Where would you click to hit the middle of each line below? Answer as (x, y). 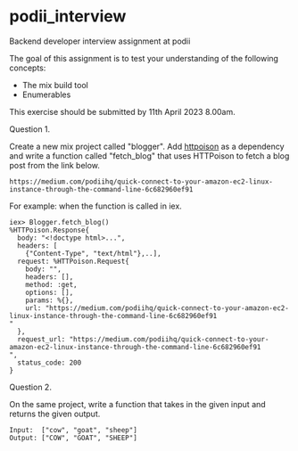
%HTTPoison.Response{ (50, 230)
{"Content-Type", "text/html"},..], (94, 253)
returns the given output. (55, 414)
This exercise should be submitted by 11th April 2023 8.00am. (122, 111)
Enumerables (46, 94)
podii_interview (68, 16)
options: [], (50, 292)
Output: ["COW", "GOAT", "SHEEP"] (74, 438)
